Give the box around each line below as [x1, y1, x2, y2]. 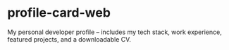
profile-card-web [7, 5, 111, 21]
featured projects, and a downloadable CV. [7, 35, 132, 43]
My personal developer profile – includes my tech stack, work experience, [7, 28, 222, 36]
